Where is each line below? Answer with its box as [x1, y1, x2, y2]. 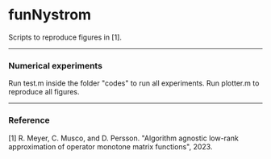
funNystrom [8, 6, 91, 24]
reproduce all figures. [8, 87, 80, 97]
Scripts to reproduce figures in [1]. [8, 32, 123, 42]
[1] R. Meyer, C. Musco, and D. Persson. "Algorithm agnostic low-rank [8, 133, 240, 143]
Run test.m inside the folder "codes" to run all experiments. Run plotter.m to [8, 78, 260, 88]
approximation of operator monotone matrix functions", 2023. [8, 141, 213, 151]
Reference [8, 115, 50, 126]
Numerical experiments [8, 60, 103, 71]
